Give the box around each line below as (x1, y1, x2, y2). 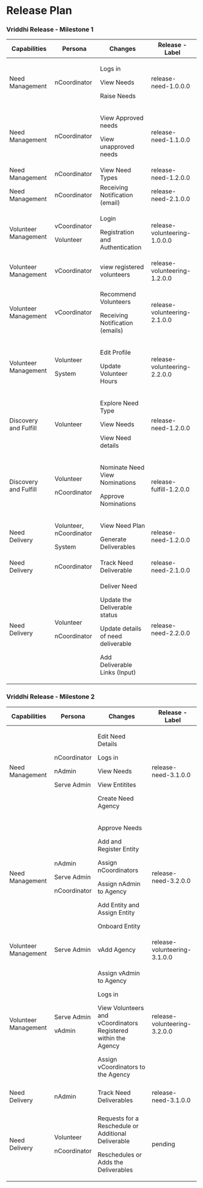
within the (97, 1034, 126, 1042)
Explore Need (100, 399, 139, 407)
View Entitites (97, 780, 137, 789)
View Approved (100, 114, 144, 122)
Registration (100, 228, 135, 237)
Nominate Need (100, 464, 145, 472)
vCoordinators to (97, 1063, 146, 1071)
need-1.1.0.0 (150, 136, 190, 144)
